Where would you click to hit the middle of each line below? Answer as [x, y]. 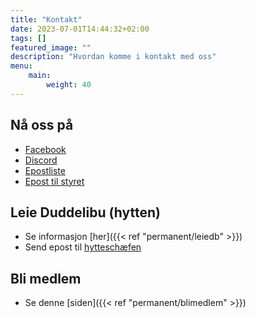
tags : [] [28, 38]
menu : [21, 66]
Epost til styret [54, 181]
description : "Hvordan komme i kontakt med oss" [113, 57]
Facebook [45, 149]
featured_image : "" [51, 47]
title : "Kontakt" [46, 19]
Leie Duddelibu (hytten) [85, 212]
